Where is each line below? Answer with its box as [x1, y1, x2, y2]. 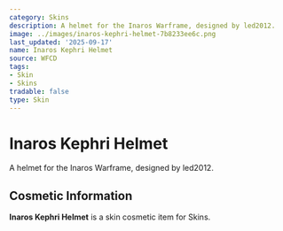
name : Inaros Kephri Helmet [9, 46, 114, 55]
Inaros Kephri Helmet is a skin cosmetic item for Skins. [9, 212, 211, 222]
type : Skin [9, 95, 50, 104]
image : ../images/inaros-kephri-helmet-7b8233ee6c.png [9, 29, 216, 38]
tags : [9, 63, 29, 72]
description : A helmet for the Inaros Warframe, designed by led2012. [9, 21, 276, 30]
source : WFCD [9, 54, 58, 63]
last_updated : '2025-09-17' [9, 37, 114, 47]
